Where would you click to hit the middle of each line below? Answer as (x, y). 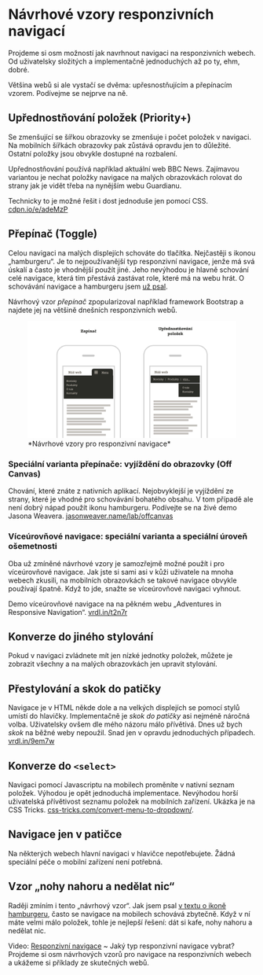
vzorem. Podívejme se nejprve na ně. (68, 93)
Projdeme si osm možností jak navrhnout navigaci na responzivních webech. (132, 53)
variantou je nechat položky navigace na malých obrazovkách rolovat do (125, 177)
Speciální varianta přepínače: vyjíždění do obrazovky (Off (120, 464)
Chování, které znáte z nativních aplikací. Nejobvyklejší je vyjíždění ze (121, 491)
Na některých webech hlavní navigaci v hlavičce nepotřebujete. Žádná (122, 853)
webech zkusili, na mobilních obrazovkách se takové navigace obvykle (122, 580)
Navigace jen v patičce (65, 835)
